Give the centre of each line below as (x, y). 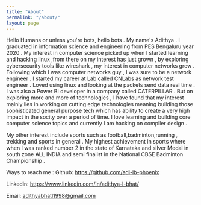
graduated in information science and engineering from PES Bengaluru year (100, 46)
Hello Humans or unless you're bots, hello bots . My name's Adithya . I (93, 40)
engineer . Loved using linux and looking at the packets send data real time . (101, 85)
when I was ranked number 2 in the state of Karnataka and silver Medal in (97, 148)
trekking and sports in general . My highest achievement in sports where (96, 142)
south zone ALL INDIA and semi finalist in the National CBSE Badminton (95, 154)
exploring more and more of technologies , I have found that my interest (95, 98)
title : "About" (25, 12)
